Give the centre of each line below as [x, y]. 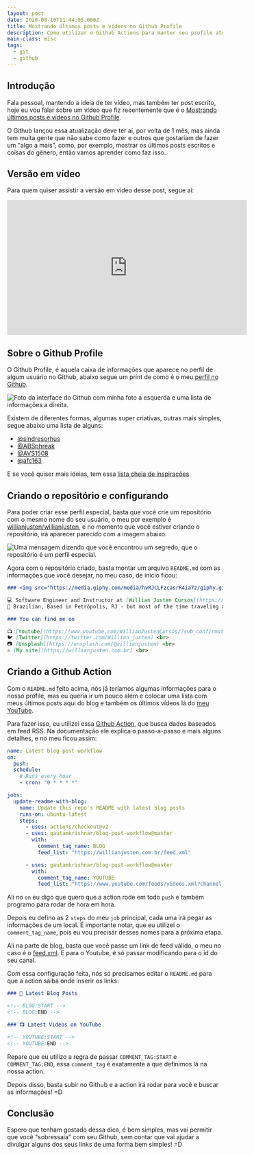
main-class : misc [32, 39]
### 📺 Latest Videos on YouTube [54, 1025]
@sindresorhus [38, 439]
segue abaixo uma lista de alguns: [55, 426]
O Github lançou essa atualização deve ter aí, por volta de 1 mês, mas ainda [114, 130]
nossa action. [26, 1071]
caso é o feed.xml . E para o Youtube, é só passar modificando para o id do [112, 953]
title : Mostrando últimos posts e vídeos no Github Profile [95, 26]
